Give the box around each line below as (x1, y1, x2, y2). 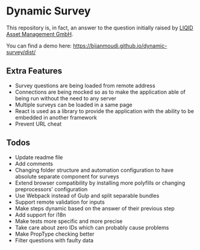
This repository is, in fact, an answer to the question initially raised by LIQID (6, 24, 194, 31)
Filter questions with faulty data (14, 236, 94, 244)
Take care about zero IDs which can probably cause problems (14, 224, 169, 231)
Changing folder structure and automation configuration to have (14, 166, 173, 174)
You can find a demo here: (6, 42, 72, 49)
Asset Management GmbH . (6, 30, 73, 37)
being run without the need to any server (14, 94, 117, 102)
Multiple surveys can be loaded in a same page (14, 101, 133, 108)
